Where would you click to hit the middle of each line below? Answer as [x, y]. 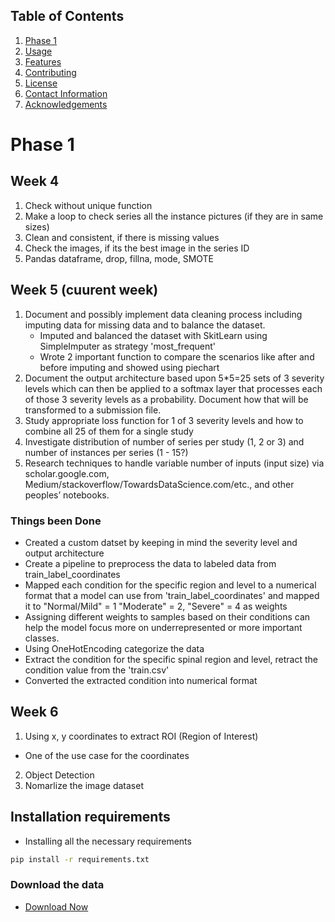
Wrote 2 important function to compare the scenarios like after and [177, 356]
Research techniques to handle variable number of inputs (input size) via [174, 463]
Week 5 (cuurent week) [84, 290]
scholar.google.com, [67, 473]
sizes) [37, 226]
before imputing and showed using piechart [129, 367]
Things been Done [56, 521]
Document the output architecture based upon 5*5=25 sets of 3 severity [174, 378]
